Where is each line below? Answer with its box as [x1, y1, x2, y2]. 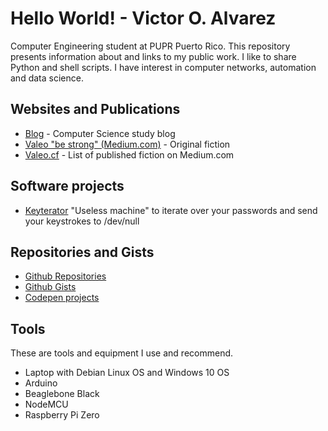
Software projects [10, 178, 125, 195]
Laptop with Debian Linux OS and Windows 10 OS [24, 367, 230, 379]
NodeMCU [24, 398, 69, 411]
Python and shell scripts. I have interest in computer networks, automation [10, 61, 317, 73]
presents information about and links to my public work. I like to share [10, 50, 297, 62]
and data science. [10, 72, 84, 84]
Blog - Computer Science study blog [24, 127, 176, 139]
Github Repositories [24, 270, 107, 282]
